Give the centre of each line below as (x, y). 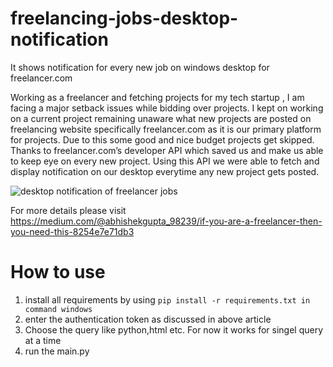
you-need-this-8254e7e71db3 (72, 231)
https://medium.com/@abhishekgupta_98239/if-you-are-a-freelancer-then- (166, 221)
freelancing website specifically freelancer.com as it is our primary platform (166, 129)
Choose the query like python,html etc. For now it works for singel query (174, 329)
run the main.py (57, 351)
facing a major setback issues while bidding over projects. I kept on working (167, 108)
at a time (43, 340)
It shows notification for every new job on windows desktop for (140, 67)
